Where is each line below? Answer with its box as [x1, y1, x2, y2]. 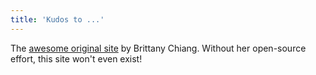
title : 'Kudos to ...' [10, 14, 105, 25]
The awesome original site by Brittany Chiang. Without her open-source [10, 42, 307, 54]
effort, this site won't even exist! [10, 52, 143, 65]
